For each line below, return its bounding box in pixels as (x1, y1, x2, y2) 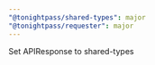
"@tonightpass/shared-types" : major (8, 12, 146, 22)
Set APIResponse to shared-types (8, 45, 134, 56)
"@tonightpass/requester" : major (8, 21, 134, 30)
